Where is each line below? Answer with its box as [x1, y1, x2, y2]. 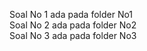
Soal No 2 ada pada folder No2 [9, 19, 137, 31]
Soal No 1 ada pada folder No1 [9, 9, 134, 20]
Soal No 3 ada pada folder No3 [9, 30, 137, 41]
